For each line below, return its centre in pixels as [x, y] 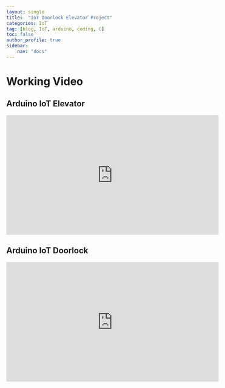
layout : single [25, 12]
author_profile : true [34, 40]
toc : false [20, 35]
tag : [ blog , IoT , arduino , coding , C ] [55, 29]
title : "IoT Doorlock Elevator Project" [59, 18]
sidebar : [17, 46]
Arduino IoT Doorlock [47, 250]
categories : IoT [27, 23]
